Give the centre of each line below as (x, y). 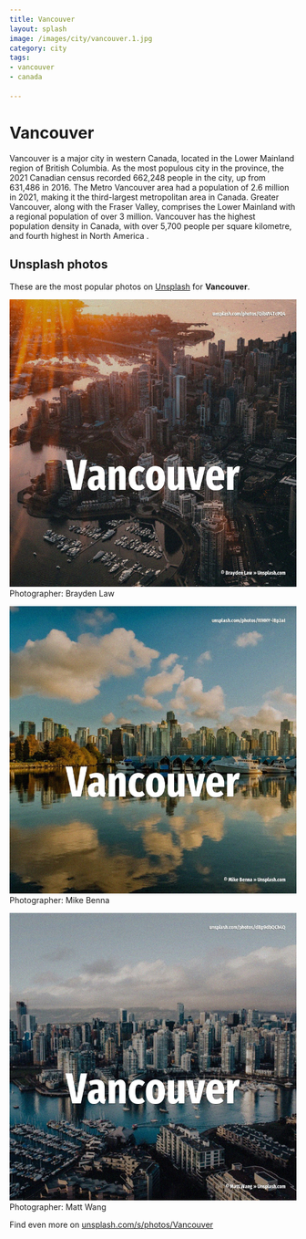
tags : (20, 58)
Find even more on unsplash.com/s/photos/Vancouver (112, 1224)
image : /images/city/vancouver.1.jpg (81, 38)
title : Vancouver (42, 19)
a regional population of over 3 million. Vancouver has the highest (133, 216)
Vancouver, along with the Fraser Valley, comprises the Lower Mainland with (153, 206)
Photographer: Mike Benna (60, 900)
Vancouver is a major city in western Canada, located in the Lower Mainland (152, 158)
